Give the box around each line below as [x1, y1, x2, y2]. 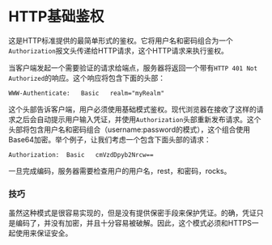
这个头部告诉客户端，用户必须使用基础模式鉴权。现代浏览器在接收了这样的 [8, 104, 257, 114]
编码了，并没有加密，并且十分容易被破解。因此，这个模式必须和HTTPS [15, 218, 253, 228]
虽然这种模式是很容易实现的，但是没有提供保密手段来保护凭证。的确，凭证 [8, 208, 257, 218]
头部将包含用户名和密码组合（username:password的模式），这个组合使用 [8, 125, 251, 134]
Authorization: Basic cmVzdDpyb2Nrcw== [8, 150, 154, 158]
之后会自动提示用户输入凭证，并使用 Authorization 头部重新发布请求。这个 [15, 114, 261, 124]
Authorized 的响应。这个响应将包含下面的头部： [8, 73, 166, 82]
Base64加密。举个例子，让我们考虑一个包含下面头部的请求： [8, 134, 212, 144]
